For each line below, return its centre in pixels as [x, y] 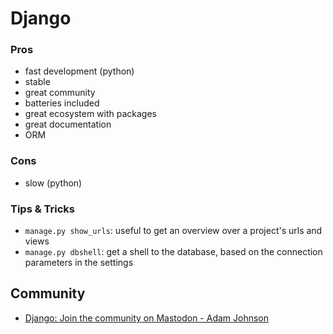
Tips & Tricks [43, 209]
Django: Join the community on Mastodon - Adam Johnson [147, 318]
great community [60, 93]
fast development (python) [79, 71]
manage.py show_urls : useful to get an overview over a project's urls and [173, 231]
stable [37, 82]
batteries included [62, 103]
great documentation [68, 124]
